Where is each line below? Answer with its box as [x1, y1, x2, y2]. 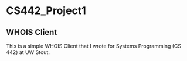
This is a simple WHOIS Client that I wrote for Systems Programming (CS [6, 42, 182, 49]
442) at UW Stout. [6, 49, 50, 56]
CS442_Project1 [6, 4, 86, 17]
